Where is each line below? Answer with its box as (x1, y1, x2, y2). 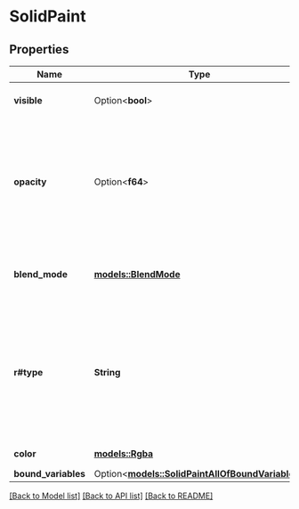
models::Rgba (93, 447, 154, 460)
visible (13, 94, 43, 106)
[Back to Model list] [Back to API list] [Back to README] (9, 490, 214, 501)
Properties (9, 42, 69, 57)
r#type (13, 366, 44, 378)
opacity (13, 176, 47, 188)
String (93, 366, 121, 378)
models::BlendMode (93, 268, 181, 280)
